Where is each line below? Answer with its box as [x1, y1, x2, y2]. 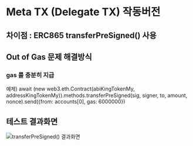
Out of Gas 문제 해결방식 [6, 52, 92, 62]
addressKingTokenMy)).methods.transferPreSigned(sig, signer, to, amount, [6, 92, 188, 99]
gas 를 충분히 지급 [6, 71, 55, 79]
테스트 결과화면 [6, 116, 58, 126]
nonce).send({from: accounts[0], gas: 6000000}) [6, 98, 126, 105]
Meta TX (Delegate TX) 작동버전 [6, 5, 161, 19]
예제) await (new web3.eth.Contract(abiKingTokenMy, [6, 85, 135, 92]
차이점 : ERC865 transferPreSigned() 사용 [6, 30, 157, 40]
